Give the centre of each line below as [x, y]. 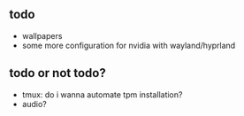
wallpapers [42, 35]
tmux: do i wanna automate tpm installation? [102, 94]
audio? [34, 104]
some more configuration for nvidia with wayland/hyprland [129, 45]
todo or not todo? [57, 73]
